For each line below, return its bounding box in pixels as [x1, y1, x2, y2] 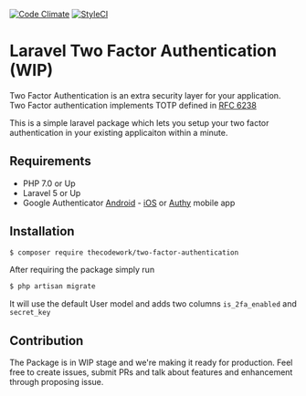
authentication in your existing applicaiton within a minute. [9, 127, 228, 138]
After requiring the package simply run [9, 265, 155, 276]
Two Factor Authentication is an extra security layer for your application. [9, 89, 281, 100]
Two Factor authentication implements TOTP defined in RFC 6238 [9, 99, 258, 110]
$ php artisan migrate [9, 282, 96, 291]
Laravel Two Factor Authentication [9, 41, 277, 61]
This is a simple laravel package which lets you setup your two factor [9, 117, 269, 128]
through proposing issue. [9, 377, 104, 388]
